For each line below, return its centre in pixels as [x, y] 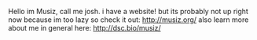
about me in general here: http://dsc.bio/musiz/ [84, 28]
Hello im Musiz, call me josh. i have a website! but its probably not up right [128, 11]
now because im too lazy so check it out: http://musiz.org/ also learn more [128, 20]
